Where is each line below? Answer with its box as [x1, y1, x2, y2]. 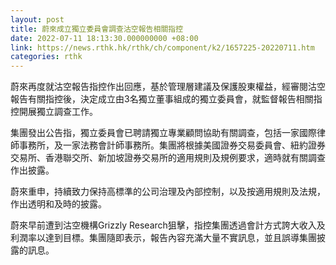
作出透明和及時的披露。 [10, 198, 107, 210]
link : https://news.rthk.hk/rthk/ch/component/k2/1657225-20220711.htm [10, 42, 315, 53]
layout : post [10, 14, 65, 25]
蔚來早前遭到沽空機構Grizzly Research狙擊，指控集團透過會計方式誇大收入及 [10, 219, 326, 231]
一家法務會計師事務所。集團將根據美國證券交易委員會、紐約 [62, 139, 308, 151]
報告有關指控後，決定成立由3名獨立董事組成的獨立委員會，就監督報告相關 [10, 93, 314, 105]
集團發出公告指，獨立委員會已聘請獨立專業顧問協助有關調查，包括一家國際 [10, 127, 317, 139]
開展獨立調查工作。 [18, 106, 98, 118]
